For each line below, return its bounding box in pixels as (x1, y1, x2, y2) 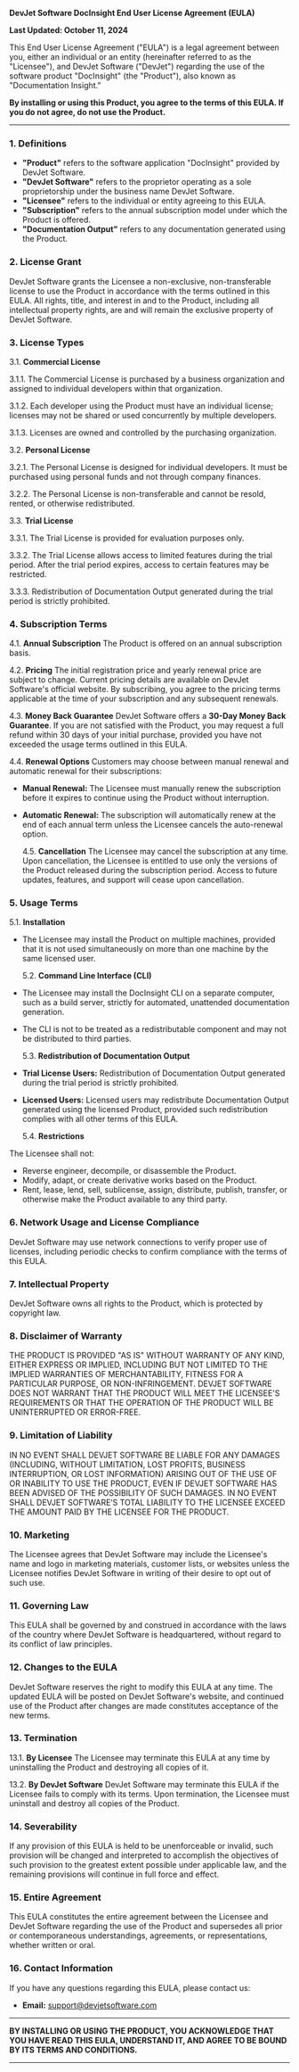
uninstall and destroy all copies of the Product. (9, 1797, 180, 1809)
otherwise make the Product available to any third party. (21, 1194, 228, 1205)
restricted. (9, 568, 47, 579)
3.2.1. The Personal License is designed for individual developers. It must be (9, 461, 287, 472)
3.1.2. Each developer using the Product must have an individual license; (9, 400, 274, 411)
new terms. (9, 1710, 51, 1721)
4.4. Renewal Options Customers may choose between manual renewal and (9, 756, 289, 767)
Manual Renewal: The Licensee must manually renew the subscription (21, 783, 282, 794)
